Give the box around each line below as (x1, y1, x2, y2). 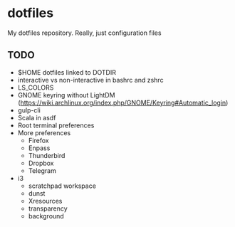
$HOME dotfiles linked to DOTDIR (17, 68, 116, 76)
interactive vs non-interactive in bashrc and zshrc (17, 75, 164, 84)
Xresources (28, 196, 63, 205)
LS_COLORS (17, 83, 54, 92)
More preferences (17, 128, 71, 137)
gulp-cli (17, 105, 41, 115)
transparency (28, 204, 68, 213)
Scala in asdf (17, 113, 56, 122)
